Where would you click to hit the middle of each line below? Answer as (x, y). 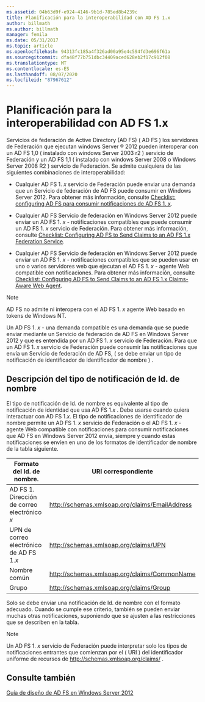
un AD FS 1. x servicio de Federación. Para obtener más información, (101, 229)
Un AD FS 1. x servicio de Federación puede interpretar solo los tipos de (97, 646)
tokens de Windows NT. (36, 316)
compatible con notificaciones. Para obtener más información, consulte (105, 273)
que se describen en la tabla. (43, 622)
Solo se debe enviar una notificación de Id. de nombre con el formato (94, 603)
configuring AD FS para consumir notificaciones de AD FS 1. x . (94, 204)
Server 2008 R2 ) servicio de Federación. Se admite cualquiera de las (94, 166)
